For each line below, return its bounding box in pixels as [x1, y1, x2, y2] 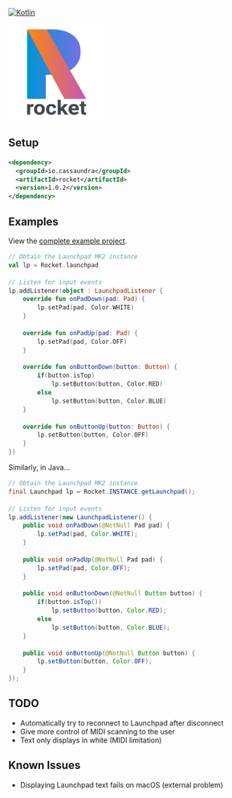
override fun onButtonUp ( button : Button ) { [22, 423, 171, 431]
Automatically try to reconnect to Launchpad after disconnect [19, 717, 224, 728]
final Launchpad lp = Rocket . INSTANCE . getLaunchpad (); [8, 487, 196, 495]
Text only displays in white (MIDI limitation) [19, 735, 162, 745]
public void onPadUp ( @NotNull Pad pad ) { [22, 556, 163, 564]
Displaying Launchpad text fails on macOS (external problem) [19, 779, 223, 789]
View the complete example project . [8, 236, 128, 246]
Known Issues [8, 759, 81, 772]
